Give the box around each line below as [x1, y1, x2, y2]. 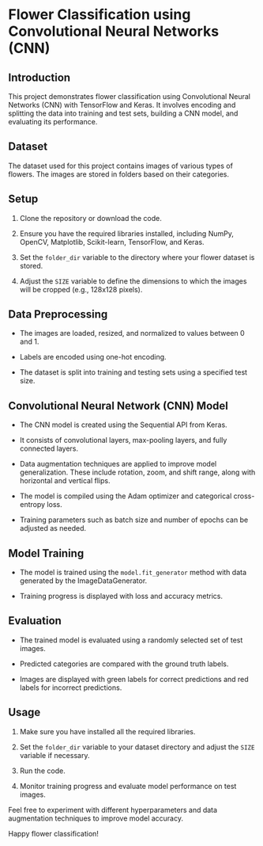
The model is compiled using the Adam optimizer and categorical [19, 491, 232, 501]
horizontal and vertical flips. [19, 476, 111, 486]
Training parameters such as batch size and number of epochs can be [19, 515, 249, 524]
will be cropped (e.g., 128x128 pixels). [19, 284, 143, 294]
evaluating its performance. [8, 117, 98, 126]
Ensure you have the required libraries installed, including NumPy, [19, 228, 235, 238]
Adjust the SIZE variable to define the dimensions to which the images [19, 276, 247, 286]
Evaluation [8, 614, 62, 627]
